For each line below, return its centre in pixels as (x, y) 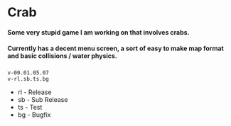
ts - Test (30, 108)
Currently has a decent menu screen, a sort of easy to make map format (116, 48)
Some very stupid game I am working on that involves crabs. (98, 32)
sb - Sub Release (43, 100)
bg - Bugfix (34, 115)
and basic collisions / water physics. (62, 56)
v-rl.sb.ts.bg (28, 79)
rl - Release (34, 92)
